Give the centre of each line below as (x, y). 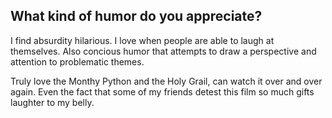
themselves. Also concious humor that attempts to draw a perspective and (163, 51)
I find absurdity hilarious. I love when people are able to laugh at (142, 40)
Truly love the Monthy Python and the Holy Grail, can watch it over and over (166, 81)
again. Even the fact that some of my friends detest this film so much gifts (162, 91)
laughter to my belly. (52, 102)
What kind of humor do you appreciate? (136, 16)
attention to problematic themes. (77, 61)
